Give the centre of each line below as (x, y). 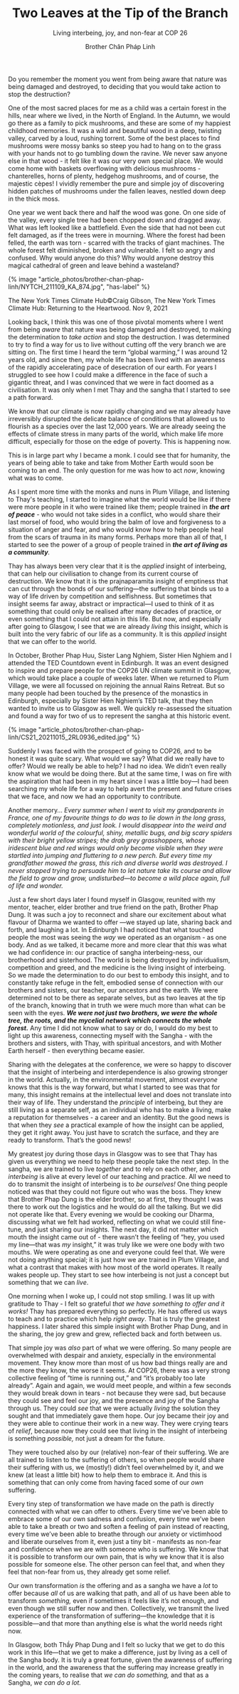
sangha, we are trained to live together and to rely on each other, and (109, 1169)
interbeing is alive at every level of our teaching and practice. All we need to (119, 1176)
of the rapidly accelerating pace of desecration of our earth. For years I (112, 367)
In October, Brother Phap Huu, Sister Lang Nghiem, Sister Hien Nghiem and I (120, 655)
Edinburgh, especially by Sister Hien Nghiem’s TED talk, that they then (111, 700)
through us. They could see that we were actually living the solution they (114, 1408)
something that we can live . (48, 1282)
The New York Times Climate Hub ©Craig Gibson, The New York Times (112, 300)
